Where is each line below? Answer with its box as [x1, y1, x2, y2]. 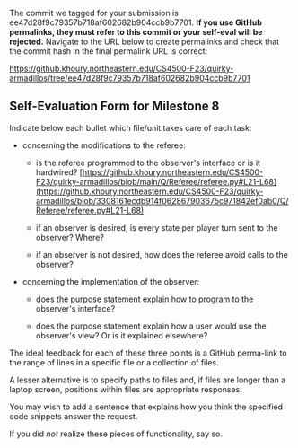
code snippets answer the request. [9, 410, 138, 421]
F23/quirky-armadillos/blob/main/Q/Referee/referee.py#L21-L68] [35, 176, 277, 187]
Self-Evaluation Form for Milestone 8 [9, 99, 220, 114]
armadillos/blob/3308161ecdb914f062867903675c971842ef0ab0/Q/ [35, 195, 289, 206]
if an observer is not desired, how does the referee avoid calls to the [35, 249, 289, 259]
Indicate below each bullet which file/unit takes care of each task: [9, 122, 252, 133]
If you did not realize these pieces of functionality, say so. [9, 428, 223, 439]
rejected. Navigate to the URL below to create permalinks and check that [9, 36, 280, 47]
